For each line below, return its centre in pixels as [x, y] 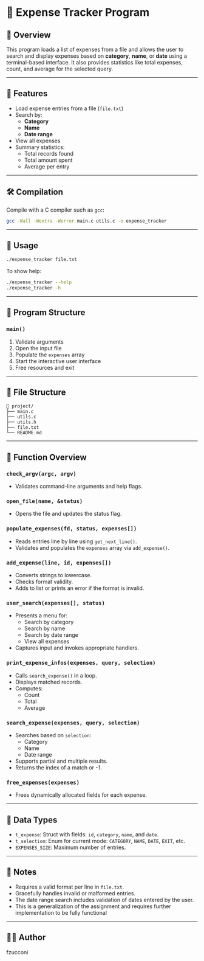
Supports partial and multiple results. [61, 761]
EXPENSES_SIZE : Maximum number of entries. [70, 847]
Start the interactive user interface [58, 361]
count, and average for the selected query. [60, 69]
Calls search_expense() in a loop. [56, 675]
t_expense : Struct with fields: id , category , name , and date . [87, 834]
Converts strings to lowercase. [53, 575]
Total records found [49, 153]
